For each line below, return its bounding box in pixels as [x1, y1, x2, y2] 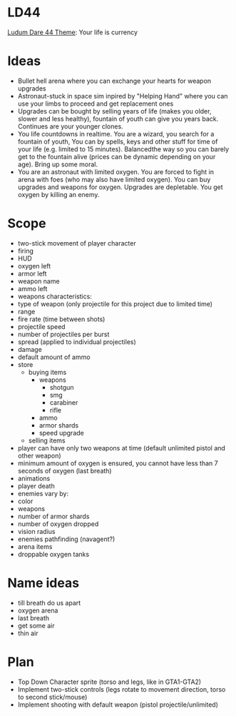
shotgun [49, 383, 74, 391]
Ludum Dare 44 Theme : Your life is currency [7, 28, 138, 36]
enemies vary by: [17, 489, 69, 498]
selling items [28, 436, 66, 445]
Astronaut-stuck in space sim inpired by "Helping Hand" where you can [17, 91, 228, 100]
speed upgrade [39, 428, 84, 437]
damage [17, 345, 43, 353]
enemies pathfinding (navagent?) [17, 535, 116, 543]
